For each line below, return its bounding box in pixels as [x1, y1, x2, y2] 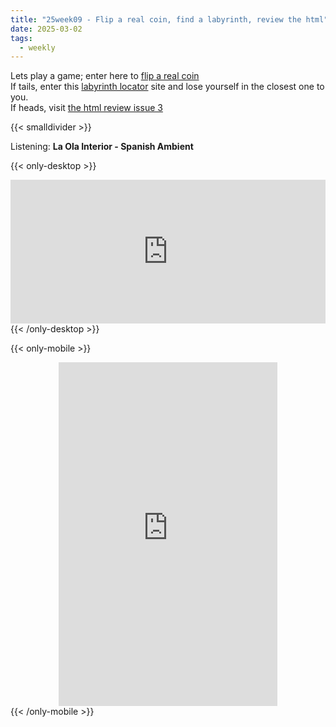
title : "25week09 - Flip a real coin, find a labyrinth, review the [10, 14, 302, 25]
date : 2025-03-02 [10, 24, 83, 34]
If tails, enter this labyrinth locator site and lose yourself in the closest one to [10, 81, 325, 93]
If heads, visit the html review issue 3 [10, 102, 163, 114]
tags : [10, 33, 33, 43]
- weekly [19, 42, 56, 53]
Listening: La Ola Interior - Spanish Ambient [10, 141, 194, 153]
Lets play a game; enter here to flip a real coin [10, 70, 200, 82]
